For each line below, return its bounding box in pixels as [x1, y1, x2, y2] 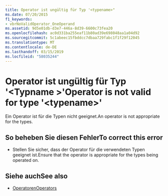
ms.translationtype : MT [5, 40, 55, 45]
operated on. [12, 157, 39, 163]
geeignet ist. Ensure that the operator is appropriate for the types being [12, 152, 158, 158]
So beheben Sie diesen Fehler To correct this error [5, 133, 163, 142]
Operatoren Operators [12, 185, 57, 191]
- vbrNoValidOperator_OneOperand [5, 21, 75, 27]
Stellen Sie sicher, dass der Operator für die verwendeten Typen [12, 146, 145, 153]
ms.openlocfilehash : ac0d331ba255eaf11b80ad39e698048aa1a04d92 [5, 31, 140, 36]
